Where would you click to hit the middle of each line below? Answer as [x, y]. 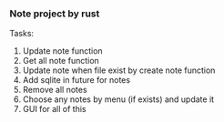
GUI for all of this [54, 109]
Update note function [62, 51]
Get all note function [61, 61]
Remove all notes [55, 90]
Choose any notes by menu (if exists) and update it [118, 99]
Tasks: [22, 34]
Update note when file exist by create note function [119, 70]
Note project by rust [55, 14]
